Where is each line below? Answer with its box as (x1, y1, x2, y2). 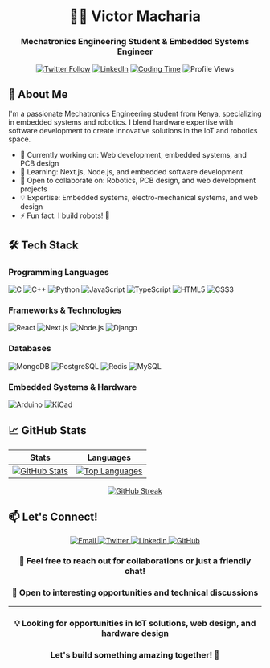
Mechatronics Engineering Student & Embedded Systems (20, 36, 250, 47)
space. (8, 134, 31, 144)
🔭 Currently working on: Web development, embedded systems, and (19, 150, 247, 160)
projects (19, 184, 48, 194)
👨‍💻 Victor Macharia (69, 7, 201, 26)
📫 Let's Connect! (8, 510, 98, 524)
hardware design (101, 627, 169, 638)
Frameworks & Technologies (8, 305, 122, 316)
